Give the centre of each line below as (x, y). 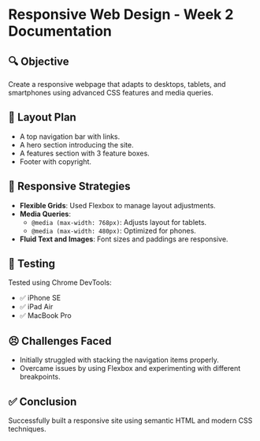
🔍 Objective (39, 61)
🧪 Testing (32, 264)
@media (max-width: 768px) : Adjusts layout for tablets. (119, 222)
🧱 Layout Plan (42, 117)
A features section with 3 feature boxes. (84, 153)
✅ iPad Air (36, 307)
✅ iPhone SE (40, 298)
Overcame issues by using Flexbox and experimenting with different (130, 368)
